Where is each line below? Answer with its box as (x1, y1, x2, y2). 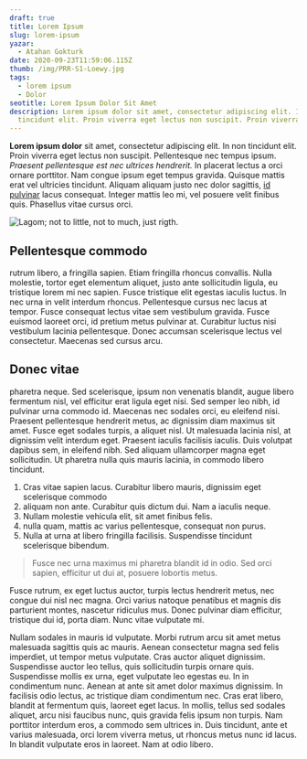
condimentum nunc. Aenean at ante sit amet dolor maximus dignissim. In (9, 680, 283, 691)
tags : (9, 73, 30, 82)
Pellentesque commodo (9, 243, 148, 259)
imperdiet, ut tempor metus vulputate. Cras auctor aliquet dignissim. (9, 651, 266, 662)
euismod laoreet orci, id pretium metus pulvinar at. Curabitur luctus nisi (9, 315, 277, 326)
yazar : (9, 38, 35, 48)
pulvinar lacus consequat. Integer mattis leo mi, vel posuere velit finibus (9, 189, 280, 200)
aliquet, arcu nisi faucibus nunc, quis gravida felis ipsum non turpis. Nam (9, 710, 283, 721)
